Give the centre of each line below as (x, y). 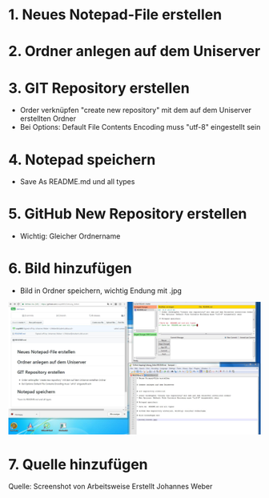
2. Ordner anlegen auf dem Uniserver (134, 52)
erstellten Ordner (48, 118)
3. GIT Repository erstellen (99, 88)
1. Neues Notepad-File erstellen (115, 15)
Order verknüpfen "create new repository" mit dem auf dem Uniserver (136, 110)
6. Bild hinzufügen (70, 269)
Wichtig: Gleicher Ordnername (70, 236)
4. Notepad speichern (82, 160)
